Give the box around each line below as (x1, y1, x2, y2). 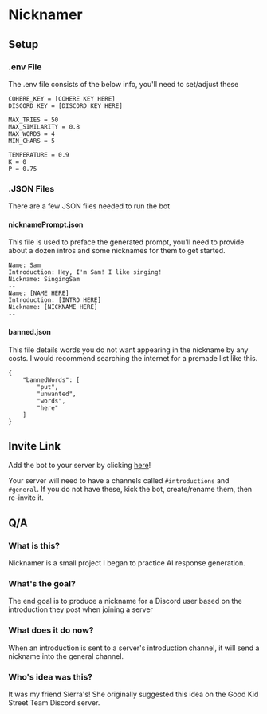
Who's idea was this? (8, 671, 93, 682)
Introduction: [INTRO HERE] (8, 296, 102, 304)
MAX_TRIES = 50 (8, 116, 59, 124)
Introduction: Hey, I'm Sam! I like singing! (8, 268, 162, 276)
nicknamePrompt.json (8, 220, 84, 229)
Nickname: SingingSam (8, 276, 80, 284)
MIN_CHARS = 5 (8, 137, 56, 145)
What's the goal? (8, 578, 76, 589)
